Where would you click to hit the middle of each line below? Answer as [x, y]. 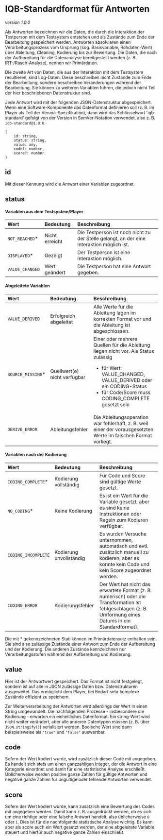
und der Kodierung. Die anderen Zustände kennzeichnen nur [65, 649]
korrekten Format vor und [122, 319]
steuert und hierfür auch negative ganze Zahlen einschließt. [65, 832]
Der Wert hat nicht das [125, 584]
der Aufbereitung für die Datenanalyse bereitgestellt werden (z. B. [71, 57]
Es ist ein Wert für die [124, 496]
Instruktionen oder [120, 514]
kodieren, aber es [119, 558]
